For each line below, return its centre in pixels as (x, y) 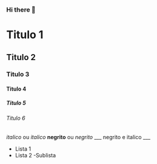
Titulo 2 (21, 57)
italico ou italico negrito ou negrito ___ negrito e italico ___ (78, 137)
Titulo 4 (16, 89)
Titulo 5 (16, 103)
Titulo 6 (16, 118)
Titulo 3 (18, 74)
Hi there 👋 (21, 10)
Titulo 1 (25, 35)
